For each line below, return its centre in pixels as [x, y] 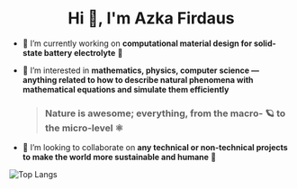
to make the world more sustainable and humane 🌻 [119, 157]
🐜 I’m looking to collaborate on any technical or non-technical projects [155, 148]
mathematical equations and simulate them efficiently [126, 89]
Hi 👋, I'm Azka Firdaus [151, 18]
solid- [265, 43]
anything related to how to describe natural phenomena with [138, 79]
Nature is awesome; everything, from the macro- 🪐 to [165, 113]
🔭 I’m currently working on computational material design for [137, 43]
